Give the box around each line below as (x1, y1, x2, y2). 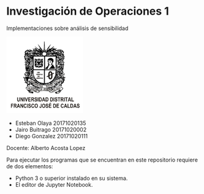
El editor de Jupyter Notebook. (15, 181, 93, 188)
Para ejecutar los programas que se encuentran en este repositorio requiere (6, 156, 198, 163)
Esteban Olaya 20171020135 (15, 119, 86, 127)
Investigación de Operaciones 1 (6, 4, 170, 18)
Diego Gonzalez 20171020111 (15, 132, 88, 140)
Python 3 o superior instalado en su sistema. (15, 174, 128, 182)
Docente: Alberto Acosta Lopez (6, 144, 86, 151)
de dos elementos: (6, 162, 53, 170)
